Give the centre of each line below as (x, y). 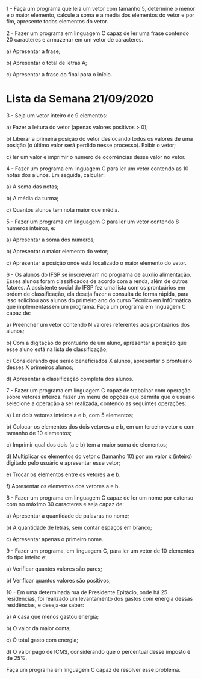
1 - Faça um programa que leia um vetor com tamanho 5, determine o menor (101, 9)
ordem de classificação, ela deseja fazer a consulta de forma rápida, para (97, 294)
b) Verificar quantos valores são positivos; (59, 580)
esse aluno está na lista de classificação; (57, 349)
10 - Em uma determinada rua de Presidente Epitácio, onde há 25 (87, 592)
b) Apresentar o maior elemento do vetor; (58, 251)
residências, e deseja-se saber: (45, 605)
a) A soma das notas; (32, 187)
